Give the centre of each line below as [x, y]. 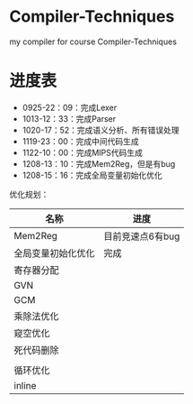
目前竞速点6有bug [142, 236]
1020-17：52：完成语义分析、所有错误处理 [101, 130]
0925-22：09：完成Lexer [70, 107]
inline [25, 385]
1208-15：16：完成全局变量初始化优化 [92, 175]
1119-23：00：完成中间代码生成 [80, 141]
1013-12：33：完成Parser [69, 118]
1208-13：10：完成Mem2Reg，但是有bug [99, 163]
